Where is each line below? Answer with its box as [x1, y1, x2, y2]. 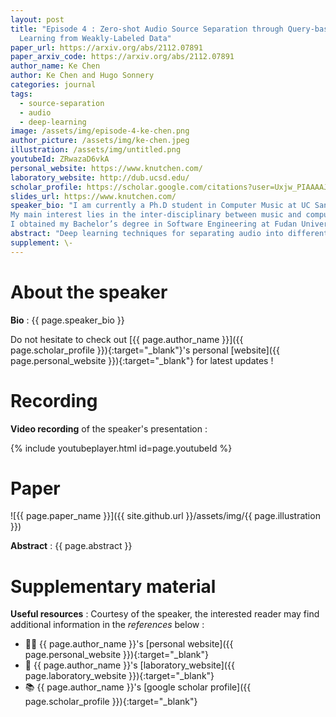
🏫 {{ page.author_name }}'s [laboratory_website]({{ [24, 659, 235, 671]
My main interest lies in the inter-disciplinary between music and [10, 210, 302, 220]
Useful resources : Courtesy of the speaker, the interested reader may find [10, 608, 320, 620]
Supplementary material [10, 575, 217, 598]
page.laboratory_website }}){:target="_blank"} [24, 670, 215, 682]
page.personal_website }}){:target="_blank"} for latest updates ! [10, 354, 274, 366]
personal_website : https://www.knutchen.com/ [10, 163, 203, 173]
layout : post [10, 14, 65, 25]
